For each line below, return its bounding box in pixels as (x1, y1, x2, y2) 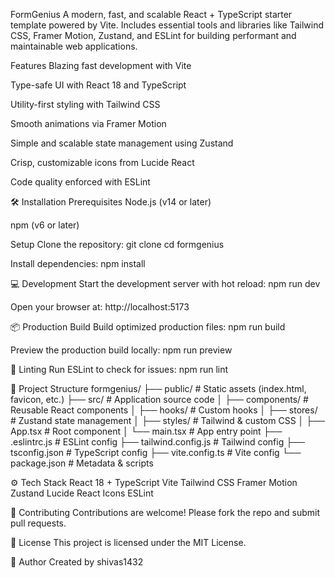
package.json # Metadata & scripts (10, 457, 154, 469)
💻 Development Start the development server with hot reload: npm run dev (10, 278, 321, 289)
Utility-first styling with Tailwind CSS (10, 99, 161, 110)
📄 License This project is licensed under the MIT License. (10, 537, 247, 548)
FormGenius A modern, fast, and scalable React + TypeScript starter (10, 9, 293, 20)
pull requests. (10, 517, 67, 529)
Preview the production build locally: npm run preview (10, 344, 233, 356)
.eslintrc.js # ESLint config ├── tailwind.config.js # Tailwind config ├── (10, 436, 305, 448)
